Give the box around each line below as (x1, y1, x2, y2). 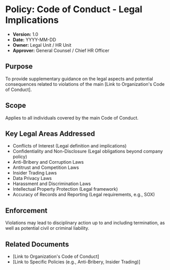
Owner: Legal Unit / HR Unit (12, 42, 72, 48)
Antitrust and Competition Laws (12, 164, 79, 171)
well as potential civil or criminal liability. (5, 225, 90, 231)
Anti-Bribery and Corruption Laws (12, 159, 84, 165)
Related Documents (5, 240, 69, 249)
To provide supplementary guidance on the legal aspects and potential (5, 75, 154, 82)
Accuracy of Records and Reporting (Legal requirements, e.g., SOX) (12, 192, 155, 198)
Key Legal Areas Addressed (5, 129, 95, 138)
